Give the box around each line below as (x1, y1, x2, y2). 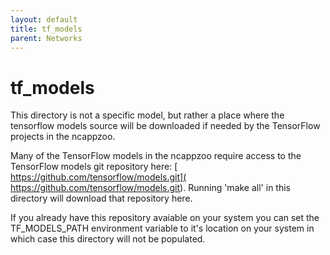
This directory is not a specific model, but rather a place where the (10, 109, 285, 121)
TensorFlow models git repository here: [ (10, 161, 178, 173)
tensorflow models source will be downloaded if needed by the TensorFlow (10, 120, 321, 132)
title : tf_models (10, 24, 83, 34)
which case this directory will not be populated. (10, 233, 206, 245)
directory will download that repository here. (10, 192, 193, 205)
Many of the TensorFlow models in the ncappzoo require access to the (10, 150, 302, 162)
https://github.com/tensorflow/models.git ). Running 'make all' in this (10, 182, 291, 194)
